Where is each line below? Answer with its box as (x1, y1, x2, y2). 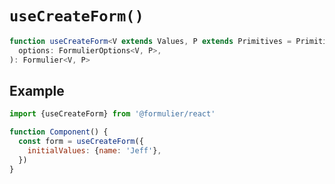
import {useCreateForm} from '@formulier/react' (9, 109, 216, 119)
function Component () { (9, 127, 109, 137)
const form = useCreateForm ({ (18, 137, 144, 147)
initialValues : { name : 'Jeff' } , (27, 146, 162, 156)
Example (9, 82, 65, 99)
